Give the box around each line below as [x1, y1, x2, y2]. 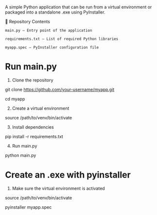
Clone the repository [12, 77, 53, 83]
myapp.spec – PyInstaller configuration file [5, 45, 99, 50]
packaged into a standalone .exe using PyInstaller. [5, 9, 105, 15]
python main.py [5, 152, 36, 158]
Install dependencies [12, 124, 54, 130]
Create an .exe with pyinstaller [5, 169, 131, 181]
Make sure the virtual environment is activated [12, 185, 105, 191]
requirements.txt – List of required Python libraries [5, 36, 119, 41]
